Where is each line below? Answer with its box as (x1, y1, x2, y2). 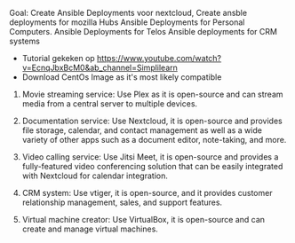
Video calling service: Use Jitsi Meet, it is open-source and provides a (21, 152, 279, 162)
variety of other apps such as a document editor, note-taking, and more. (21, 135, 287, 145)
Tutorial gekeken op (21, 53, 95, 63)
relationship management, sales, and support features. (21, 197, 223, 208)
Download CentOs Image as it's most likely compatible (21, 72, 222, 82)
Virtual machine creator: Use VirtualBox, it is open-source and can (21, 215, 265, 224)
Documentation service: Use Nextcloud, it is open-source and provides (21, 115, 283, 126)
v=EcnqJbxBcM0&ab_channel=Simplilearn (21, 62, 178, 73)
